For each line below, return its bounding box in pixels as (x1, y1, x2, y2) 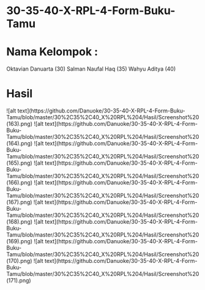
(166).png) (6, 179, 32, 186)
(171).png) (6, 277, 32, 284)
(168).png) (6, 218, 32, 225)
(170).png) (6, 257, 32, 265)
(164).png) (6, 139, 33, 147)
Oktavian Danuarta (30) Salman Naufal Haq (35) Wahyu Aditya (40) (6, 65, 176, 72)
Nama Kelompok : (6, 45, 99, 59)
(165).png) (6, 159, 32, 167)
